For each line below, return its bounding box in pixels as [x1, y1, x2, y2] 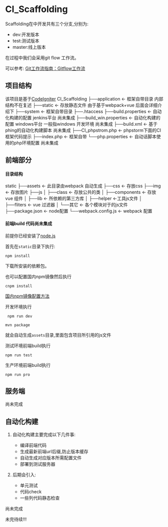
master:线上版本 [12, 44, 46, 50]
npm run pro [5, 372, 30, 377]
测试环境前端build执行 [5, 343, 51, 349]
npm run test [5, 353, 33, 358]
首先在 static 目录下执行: [5, 243, 55, 249]
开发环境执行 [5, 303, 32, 309]
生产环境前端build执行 [5, 362, 51, 368]
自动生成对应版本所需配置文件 [20, 455, 82, 461]
